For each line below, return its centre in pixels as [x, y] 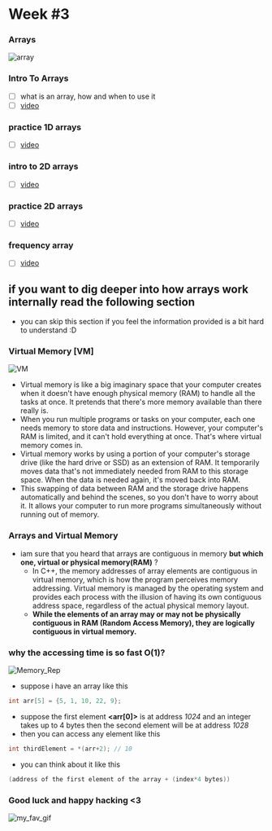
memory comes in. [52, 446]
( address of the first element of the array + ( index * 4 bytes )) [119, 779]
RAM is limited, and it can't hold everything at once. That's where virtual [141, 437]
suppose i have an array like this [74, 686]
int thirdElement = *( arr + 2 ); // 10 [70, 749]
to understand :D [48, 330]
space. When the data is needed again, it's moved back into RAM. [130, 480]
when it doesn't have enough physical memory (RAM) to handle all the [138, 394]
